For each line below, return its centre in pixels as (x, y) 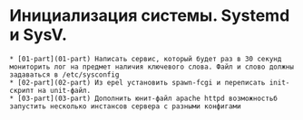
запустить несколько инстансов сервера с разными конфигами (126, 106)
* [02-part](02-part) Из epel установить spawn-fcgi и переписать (137, 82)
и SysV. (39, 35)
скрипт (22, 90)
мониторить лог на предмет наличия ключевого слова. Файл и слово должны (152, 67)
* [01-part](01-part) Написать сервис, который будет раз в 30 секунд (146, 59)
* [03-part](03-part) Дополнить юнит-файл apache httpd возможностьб (144, 98)
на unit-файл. (64, 90)
